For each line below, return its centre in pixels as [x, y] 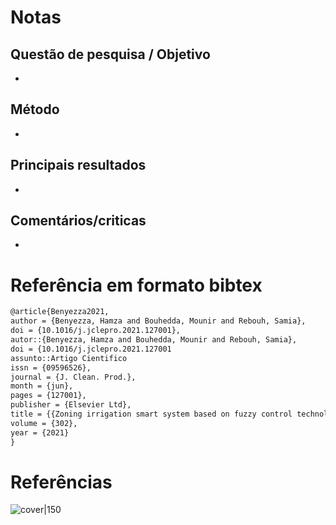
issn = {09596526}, [51, 367]
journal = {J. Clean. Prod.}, [73, 377]
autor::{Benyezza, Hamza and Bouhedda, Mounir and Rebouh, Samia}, [154, 340]
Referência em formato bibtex [136, 285]
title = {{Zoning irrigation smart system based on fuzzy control [151, 414]
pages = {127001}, [48, 396]
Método [35, 109]
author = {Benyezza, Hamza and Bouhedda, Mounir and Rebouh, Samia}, [158, 321]
